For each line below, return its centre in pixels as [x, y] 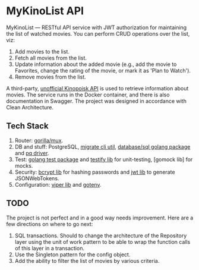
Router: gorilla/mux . [39, 140]
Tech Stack [27, 126]
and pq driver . [32, 153]
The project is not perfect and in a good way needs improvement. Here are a [100, 218]
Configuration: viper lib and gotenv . [58, 184]
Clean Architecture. [30, 107]
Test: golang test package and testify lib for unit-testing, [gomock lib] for [104, 159]
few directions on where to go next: [50, 224]
